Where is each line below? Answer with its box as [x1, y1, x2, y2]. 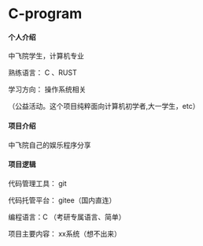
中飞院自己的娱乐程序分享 [8, 140, 91, 150]
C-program [8, 5, 83, 23]
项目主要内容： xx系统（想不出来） [8, 229, 122, 238]
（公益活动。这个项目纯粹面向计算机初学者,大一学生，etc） [8, 102, 200, 111]
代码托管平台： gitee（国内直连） [8, 195, 116, 205]
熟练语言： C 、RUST [8, 68, 77, 77]
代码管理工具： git [8, 178, 67, 188]
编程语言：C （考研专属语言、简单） [8, 212, 126, 222]
